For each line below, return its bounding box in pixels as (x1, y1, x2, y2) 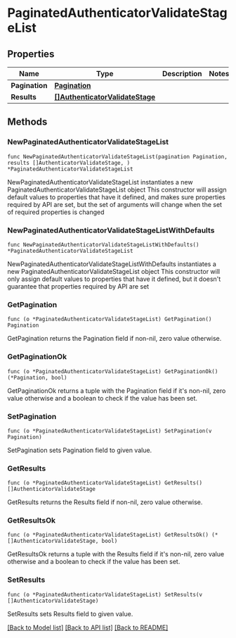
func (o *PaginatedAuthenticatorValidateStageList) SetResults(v (7, 591, 202, 598)
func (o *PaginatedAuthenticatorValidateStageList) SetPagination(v (7, 427, 212, 434)
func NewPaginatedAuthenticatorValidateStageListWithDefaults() (7, 241, 199, 248)
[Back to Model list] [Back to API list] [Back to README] (7, 623, 169, 632)
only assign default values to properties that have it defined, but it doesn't (7, 275, 221, 283)
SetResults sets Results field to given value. (7, 609, 133, 618)
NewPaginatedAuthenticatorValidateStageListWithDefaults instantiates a (7, 259, 216, 268)
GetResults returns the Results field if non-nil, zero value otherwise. (7, 498, 203, 506)
